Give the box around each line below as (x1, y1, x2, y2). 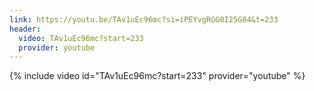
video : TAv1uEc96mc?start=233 (18, 33, 144, 43)
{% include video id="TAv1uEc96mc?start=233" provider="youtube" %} (9, 70, 306, 82)
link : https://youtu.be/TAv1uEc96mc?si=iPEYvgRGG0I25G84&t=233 (9, 14, 279, 25)
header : (9, 24, 42, 34)
